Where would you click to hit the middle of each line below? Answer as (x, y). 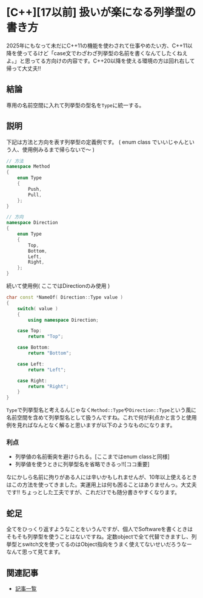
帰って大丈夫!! (24, 68)
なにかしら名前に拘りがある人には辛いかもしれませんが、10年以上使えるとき (102, 477)
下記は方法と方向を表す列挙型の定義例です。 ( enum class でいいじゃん (95, 142)
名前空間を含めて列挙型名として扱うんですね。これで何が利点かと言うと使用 (101, 418)
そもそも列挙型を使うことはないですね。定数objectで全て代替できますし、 (99, 537)
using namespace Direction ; (63, 320)
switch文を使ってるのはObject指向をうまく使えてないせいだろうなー (107, 545)
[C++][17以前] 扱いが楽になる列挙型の (101, 12)
